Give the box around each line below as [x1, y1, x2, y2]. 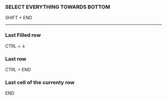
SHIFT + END [5, 15, 32, 21]
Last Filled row [5, 32, 41, 39]
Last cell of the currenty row [5, 79, 75, 86]
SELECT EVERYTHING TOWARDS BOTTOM [5, 3, 110, 10]
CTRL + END [5, 66, 31, 72]
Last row [5, 55, 26, 62]
